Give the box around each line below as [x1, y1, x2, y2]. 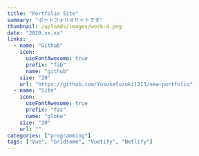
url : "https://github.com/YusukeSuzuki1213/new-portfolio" [19, 81, 193, 88]
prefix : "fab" [25, 61, 67, 68]
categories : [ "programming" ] [7, 132, 91, 139]
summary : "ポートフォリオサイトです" [7, 17, 104, 23]
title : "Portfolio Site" [7, 10, 79, 17]
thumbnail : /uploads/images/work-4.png [7, 23, 122, 30]
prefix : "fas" [25, 106, 67, 113]
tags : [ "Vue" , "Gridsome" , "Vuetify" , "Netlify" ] [7, 139, 153, 146]
